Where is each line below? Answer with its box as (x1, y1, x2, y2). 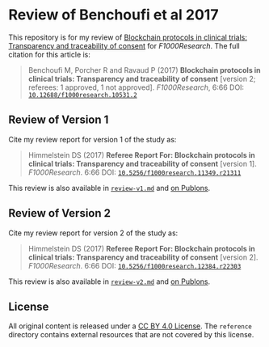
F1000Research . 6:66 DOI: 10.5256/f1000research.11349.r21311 (27, 167, 242, 177)
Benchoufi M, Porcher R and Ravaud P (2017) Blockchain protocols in (27, 65, 261, 74)
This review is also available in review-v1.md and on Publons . (8, 183, 211, 193)
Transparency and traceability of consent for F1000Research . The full (8, 40, 240, 50)
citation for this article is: (8, 49, 91, 59)
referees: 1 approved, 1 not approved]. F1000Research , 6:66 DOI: (27, 83, 245, 92)
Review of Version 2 (8, 206, 111, 220)
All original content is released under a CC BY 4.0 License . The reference (8, 321, 253, 331)
